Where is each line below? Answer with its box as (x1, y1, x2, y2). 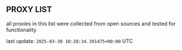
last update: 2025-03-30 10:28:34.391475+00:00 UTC (6, 37, 134, 44)
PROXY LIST (6, 5, 52, 15)
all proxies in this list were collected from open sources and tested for (6, 20, 176, 27)
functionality (6, 26, 37, 33)
